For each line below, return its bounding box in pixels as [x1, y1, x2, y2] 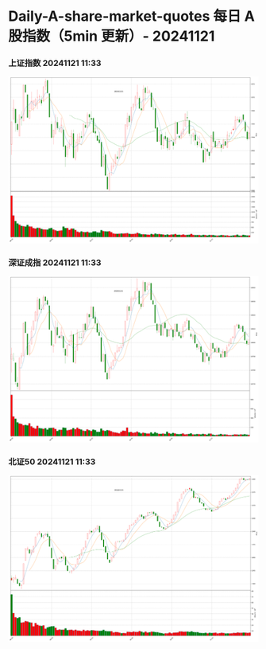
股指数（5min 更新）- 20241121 [8, 27, 215, 45]
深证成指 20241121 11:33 [8, 256, 102, 268]
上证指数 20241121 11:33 [8, 57, 102, 68]
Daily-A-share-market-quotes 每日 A [8, 7, 256, 25]
